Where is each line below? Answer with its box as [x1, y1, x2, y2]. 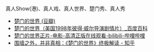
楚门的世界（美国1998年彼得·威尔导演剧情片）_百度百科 [13, 25, 148, 32]
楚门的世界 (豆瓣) [13, 18, 56, 25]
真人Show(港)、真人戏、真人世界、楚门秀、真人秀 [5, 5, 126, 12]
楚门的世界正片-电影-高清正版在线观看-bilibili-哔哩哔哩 [13, 32, 146, 39]
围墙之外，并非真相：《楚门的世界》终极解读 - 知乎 [13, 40, 135, 46]
